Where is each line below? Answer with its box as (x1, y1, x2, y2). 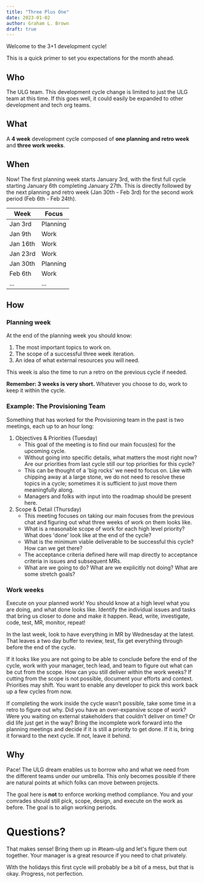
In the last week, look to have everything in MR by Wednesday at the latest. (6, 631, 195, 638)
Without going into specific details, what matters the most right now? (24, 454, 197, 461)
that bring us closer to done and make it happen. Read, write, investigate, (6, 612, 190, 620)
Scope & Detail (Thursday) (15, 506, 82, 513)
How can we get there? (24, 544, 83, 552)
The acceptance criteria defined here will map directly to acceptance (24, 551, 198, 558)
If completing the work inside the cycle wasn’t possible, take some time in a (6, 699, 196, 707)
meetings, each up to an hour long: (6, 422, 94, 430)
